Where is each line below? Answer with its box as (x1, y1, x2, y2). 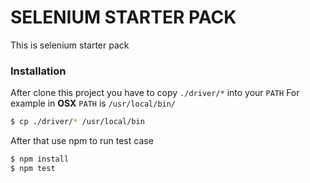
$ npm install (10, 154, 70, 165)
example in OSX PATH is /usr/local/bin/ (10, 97, 177, 110)
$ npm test (10, 163, 56, 173)
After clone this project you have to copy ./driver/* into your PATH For (10, 87, 300, 99)
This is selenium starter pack (10, 39, 130, 51)
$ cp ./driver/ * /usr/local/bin (10, 117, 145, 127)
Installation (10, 64, 67, 78)
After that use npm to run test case (10, 135, 154, 147)
